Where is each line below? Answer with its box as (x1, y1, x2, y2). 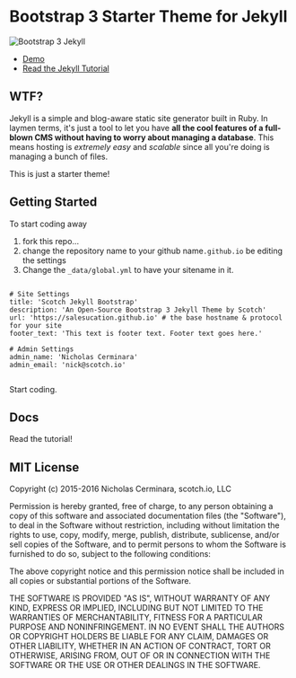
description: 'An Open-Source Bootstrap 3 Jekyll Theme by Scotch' (9, 305, 267, 314)
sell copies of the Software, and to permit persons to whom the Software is (9, 539, 287, 550)
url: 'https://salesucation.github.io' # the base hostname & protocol (9, 313, 283, 322)
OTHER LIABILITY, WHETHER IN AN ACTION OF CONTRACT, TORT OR (9, 640, 271, 652)
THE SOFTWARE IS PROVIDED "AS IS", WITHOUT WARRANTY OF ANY (9, 593, 271, 603)
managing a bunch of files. (9, 151, 109, 162)
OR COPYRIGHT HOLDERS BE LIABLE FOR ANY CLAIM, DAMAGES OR (9, 631, 269, 642)
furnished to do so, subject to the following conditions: (9, 549, 211, 559)
